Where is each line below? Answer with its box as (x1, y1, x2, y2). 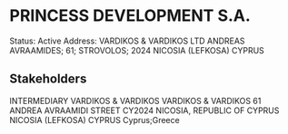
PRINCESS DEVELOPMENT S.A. (9, 5, 252, 26)
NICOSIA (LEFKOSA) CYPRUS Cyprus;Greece (9, 114, 180, 125)
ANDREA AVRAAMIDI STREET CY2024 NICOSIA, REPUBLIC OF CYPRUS (9, 105, 280, 116)
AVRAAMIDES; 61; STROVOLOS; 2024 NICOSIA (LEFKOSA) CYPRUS (9, 44, 265, 55)
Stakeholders (9, 72, 87, 87)
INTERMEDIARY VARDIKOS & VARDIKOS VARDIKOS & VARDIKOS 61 (9, 95, 262, 106)
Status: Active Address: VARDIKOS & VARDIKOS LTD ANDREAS (9, 35, 245, 46)
